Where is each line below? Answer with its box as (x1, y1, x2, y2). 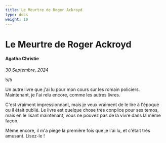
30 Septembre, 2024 (5, 67, 49, 73)
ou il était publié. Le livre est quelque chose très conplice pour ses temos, (5, 107, 159, 113)
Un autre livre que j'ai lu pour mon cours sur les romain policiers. (5, 86, 140, 92)
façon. (5, 117, 19, 124)
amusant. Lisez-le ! (5, 132, 45, 139)
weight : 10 (5, 17, 28, 22)
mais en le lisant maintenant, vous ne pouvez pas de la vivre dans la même (5, 112, 161, 118)
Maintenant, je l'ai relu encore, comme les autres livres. (5, 91, 120, 98)
